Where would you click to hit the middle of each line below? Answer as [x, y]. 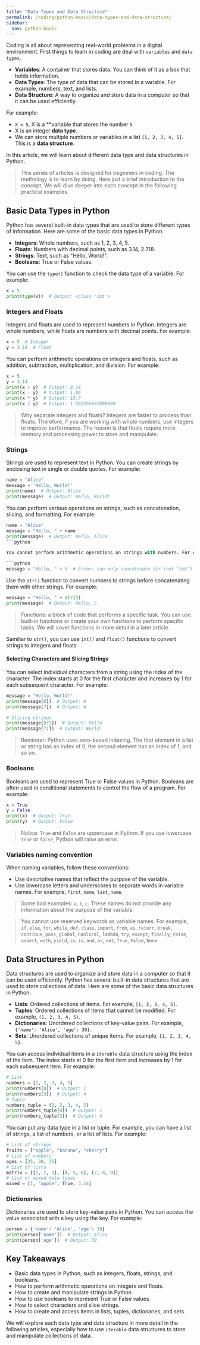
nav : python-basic [35, 28]
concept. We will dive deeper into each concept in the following [99, 186]
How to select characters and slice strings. [67, 1305]
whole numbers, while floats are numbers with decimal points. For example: [99, 331]
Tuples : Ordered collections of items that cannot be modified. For [95, 1011]
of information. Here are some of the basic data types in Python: [85, 232]
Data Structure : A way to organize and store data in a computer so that [102, 95]
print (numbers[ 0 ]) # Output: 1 [46, 1088]
